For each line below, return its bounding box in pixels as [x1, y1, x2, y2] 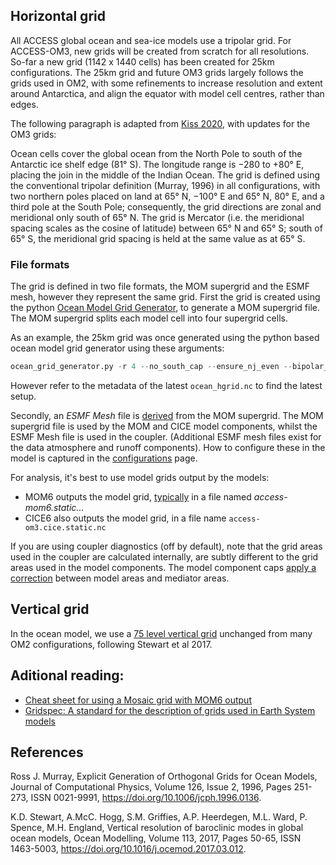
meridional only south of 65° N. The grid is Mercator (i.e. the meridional [10, 211, 305, 223]
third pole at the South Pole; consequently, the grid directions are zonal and [10, 200, 322, 213]
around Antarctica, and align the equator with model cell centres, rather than [10, 87, 325, 99]
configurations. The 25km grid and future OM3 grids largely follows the [10, 66, 304, 78]
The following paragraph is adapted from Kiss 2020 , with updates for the [10, 117, 311, 129]
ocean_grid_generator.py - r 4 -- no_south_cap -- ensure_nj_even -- [10, 362, 293, 372]
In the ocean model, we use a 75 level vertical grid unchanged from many [10, 627, 313, 639]
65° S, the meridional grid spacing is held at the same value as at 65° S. [10, 232, 306, 244]
